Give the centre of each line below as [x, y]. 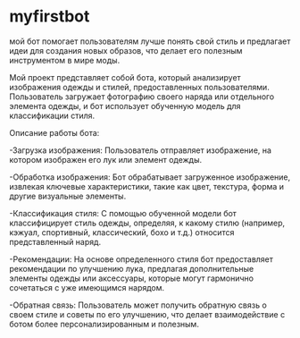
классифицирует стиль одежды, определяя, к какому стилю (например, [147, 223]
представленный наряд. [55, 241]
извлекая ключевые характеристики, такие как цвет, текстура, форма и [146, 186]
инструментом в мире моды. [65, 60]
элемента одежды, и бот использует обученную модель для [125, 106]
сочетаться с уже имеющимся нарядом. [87, 287]
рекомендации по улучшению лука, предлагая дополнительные [132, 268]
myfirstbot [50, 17]
